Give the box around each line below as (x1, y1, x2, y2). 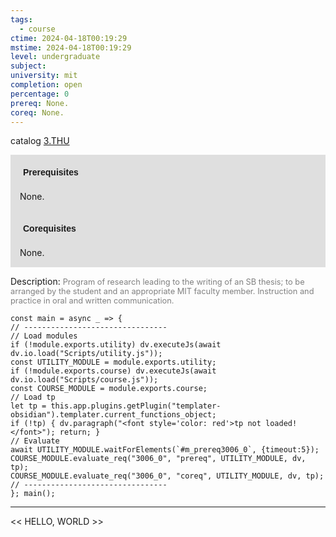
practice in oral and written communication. (10, 296, 175, 306)
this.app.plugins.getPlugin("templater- (50, 401, 222, 411)
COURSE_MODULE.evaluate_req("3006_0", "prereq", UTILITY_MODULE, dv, (10, 454, 307, 464)
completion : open (10, 80, 83, 90)
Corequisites (23, 223, 77, 235)
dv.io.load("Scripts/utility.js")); (10, 349, 163, 359)
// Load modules (10, 331, 78, 341)
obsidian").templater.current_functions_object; (10, 410, 217, 420)
